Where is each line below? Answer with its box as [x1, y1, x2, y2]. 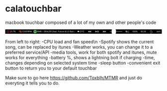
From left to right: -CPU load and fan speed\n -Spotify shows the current [5, 38, 154, 45]
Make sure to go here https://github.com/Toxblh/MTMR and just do [5, 75, 143, 81]
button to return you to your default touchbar [5, 65, 97, 71]
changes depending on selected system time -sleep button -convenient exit [5, 60, 161, 66]
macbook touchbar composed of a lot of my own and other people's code [5, 19, 157, 25]
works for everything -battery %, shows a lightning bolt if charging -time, [5, 54, 155, 60]
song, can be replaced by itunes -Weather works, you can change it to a [5, 44, 153, 50]
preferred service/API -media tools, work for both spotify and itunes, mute [5, 49, 157, 55]
